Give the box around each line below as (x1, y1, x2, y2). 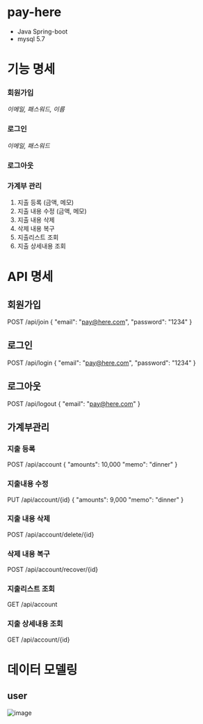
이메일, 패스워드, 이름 (7, 105, 65, 114)
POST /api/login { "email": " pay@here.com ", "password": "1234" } (7, 359, 196, 367)
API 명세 (7, 269, 54, 285)
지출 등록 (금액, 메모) (17, 198, 74, 206)
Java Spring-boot (17, 27, 68, 36)
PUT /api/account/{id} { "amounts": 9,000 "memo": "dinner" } (7, 495, 184, 504)
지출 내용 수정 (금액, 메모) (17, 206, 87, 215)
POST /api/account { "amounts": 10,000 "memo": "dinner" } (7, 460, 178, 469)
